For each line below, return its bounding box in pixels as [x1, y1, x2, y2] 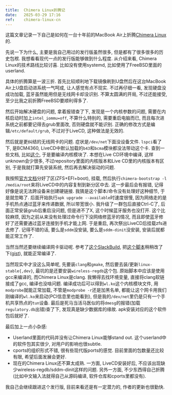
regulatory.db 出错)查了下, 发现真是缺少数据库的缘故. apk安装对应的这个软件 [5, 306, 167, 312]
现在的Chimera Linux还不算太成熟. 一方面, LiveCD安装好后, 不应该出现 [12, 360, 161, 366]
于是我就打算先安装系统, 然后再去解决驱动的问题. [12, 164, 116, 171]
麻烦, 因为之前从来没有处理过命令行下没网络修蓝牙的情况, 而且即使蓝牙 [9, 214, 159, 220]
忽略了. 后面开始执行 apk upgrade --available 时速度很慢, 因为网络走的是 [14, 195, 167, 201]
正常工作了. [9, 233, 34, 239]
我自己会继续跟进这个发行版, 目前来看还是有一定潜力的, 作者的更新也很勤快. [5, 384, 165, 390]
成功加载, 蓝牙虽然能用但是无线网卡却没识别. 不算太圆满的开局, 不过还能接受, [5, 91, 167, 98]
